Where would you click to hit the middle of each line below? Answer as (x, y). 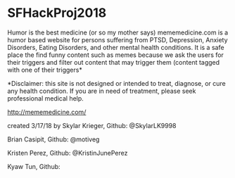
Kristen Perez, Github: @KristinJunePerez (68, 153)
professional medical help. (46, 98)
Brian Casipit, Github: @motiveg (53, 139)
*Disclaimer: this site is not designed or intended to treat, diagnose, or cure (117, 83)
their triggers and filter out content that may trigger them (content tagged (114, 62)
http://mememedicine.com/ (47, 112)
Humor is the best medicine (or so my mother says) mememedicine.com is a (118, 32)
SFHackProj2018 (57, 13)
